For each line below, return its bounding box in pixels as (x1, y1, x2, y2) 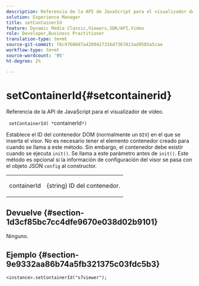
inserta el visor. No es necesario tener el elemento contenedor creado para (6, 137, 190, 145)
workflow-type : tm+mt (6, 47, 60, 53)
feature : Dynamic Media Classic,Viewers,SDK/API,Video (6, 25, 145, 31)
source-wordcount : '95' (6, 53, 65, 58)
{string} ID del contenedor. (46, 181, 120, 190)
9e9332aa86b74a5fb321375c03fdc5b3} (6, 259, 160, 269)
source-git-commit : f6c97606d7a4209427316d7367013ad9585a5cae (6, 42, 163, 48)
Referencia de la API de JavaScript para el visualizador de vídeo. (6, 108, 164, 115)
